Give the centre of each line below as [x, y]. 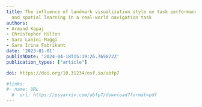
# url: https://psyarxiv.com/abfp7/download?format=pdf [84, 95]
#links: [16, 84]
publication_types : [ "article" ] [47, 62]
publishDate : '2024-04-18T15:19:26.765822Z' [63, 57]
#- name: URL [23, 90]
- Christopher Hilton [33, 34]
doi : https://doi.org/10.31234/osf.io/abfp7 [63, 73]
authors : [17, 23]
